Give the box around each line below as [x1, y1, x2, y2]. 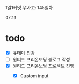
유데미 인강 [12, 50, 35, 56]
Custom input [20, 73, 49, 79]
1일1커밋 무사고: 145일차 [5, 5, 54, 10]
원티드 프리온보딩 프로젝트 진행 [12, 63, 74, 69]
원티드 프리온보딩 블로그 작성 [12, 57, 70, 62]
